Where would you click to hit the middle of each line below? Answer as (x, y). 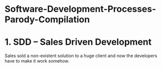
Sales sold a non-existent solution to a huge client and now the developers (81, 56)
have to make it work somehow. (37, 61)
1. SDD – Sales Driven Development (78, 42)
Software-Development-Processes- (81, 9)
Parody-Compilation (47, 19)
